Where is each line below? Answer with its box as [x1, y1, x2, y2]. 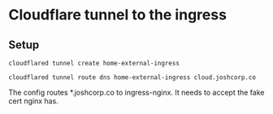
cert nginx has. [8, 96, 58, 106]
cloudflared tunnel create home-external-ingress [8, 59, 180, 67]
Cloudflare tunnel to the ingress [8, 6, 227, 24]
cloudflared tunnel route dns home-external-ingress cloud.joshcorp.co [8, 74, 256, 82]
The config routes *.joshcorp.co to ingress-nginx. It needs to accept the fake [8, 87, 265, 97]
